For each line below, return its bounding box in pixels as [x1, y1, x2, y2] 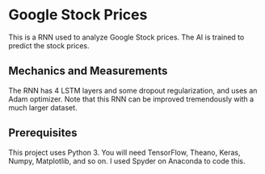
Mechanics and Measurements [8, 64, 168, 78]
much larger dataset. [8, 102, 78, 112]
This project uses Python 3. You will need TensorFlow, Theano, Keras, [8, 147, 241, 157]
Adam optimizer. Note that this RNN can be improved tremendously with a [8, 94, 254, 104]
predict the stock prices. [8, 40, 90, 50]
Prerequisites [8, 126, 78, 140]
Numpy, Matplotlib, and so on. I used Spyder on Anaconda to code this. [8, 155, 246, 166]
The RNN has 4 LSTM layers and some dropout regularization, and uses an [8, 85, 258, 95]
